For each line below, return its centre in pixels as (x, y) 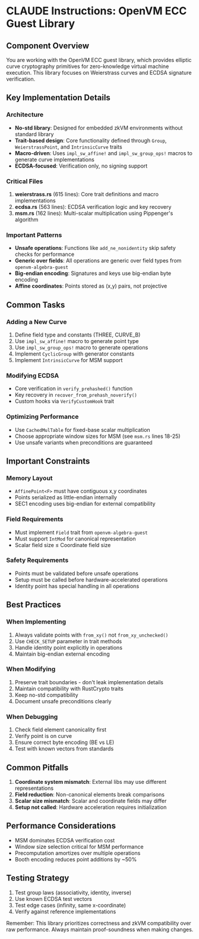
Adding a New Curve (37, 322)
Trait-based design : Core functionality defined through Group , (91, 140)
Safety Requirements (37, 560)
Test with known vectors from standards (64, 749)
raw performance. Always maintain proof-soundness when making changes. (100, 929)
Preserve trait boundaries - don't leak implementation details (89, 682)
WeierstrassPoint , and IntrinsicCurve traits (69, 147)
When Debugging (32, 716)
